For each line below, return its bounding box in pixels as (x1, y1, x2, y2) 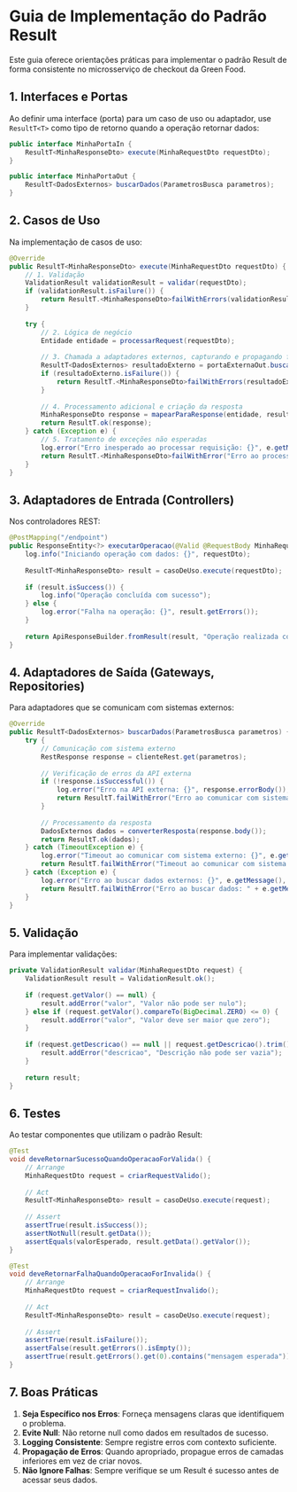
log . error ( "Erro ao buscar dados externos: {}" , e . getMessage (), (41, 876, 287, 885)
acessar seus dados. (21, 1474, 98, 1485)
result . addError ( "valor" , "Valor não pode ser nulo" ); (41, 999, 247, 1008)
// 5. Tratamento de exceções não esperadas (41, 435, 208, 444)
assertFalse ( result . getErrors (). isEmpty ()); (25, 1344, 192, 1353)
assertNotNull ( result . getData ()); (25, 1229, 152, 1238)
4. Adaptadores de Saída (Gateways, (9, 665, 215, 680)
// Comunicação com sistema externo (41, 744, 176, 753)
